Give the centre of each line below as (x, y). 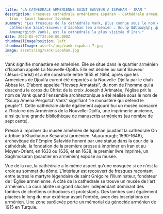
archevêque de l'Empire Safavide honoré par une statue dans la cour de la (79, 141)
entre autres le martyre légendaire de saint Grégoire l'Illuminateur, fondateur (81, 176)
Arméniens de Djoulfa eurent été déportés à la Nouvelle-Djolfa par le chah (79, 80)
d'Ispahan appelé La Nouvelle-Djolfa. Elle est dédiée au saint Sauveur (74, 69)
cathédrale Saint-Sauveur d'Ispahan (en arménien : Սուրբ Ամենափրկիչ (81, 28)
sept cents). (17, 121)
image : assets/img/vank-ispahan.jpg (42, 50)
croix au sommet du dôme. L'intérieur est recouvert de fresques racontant (79, 171)
